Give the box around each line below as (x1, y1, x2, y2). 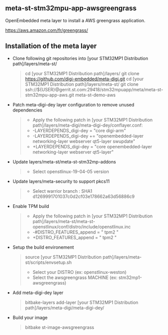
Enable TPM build (12, 203, 49, 209)
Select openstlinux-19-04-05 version (32, 169, 109, 175)
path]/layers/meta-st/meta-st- (32, 218, 96, 224)
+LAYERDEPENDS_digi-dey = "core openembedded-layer (32, 143, 152, 149)
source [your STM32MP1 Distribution (25, 254, 102, 260)
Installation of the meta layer (5, 42, 97, 50)
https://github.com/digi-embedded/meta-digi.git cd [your (25, 76, 144, 82)
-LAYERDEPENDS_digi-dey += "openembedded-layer (32, 133, 144, 139)
